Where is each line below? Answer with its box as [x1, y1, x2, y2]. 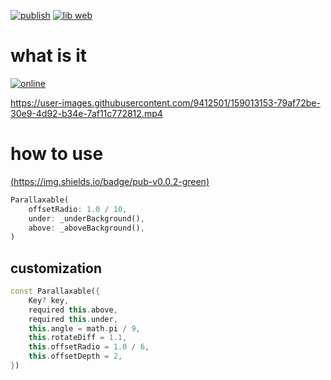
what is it [10, 45, 88, 67]
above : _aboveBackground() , [28, 223, 145, 233]
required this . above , [28, 305, 118, 315]
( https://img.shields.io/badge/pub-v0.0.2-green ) [10, 175, 210, 187]
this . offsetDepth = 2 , [28, 351, 123, 362]
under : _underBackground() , [28, 213, 145, 224]
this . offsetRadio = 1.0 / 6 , [28, 342, 150, 352]
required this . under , [28, 314, 118, 324]
